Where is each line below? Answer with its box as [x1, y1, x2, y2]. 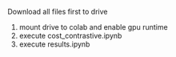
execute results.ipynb [18, 39, 90, 49]
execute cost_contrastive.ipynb [18, 31, 122, 40]
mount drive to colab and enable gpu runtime [18, 22, 169, 31]
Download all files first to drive [7, 7, 108, 16]
